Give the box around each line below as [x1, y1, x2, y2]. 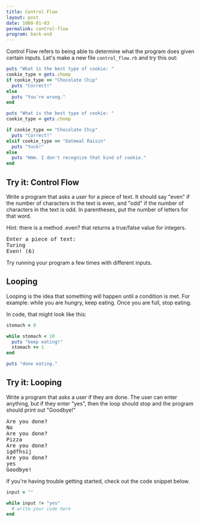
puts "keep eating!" [11, 339, 63, 345]
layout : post [6, 14, 39, 20]
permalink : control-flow [6, 25, 68, 32]
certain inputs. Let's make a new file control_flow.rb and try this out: [6, 54, 178, 61]
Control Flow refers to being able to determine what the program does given [6, 48, 195, 55]
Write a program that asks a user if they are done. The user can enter [6, 393, 178, 401]
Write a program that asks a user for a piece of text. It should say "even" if [6, 193, 190, 200]
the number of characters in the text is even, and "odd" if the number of [6, 200, 184, 207]
